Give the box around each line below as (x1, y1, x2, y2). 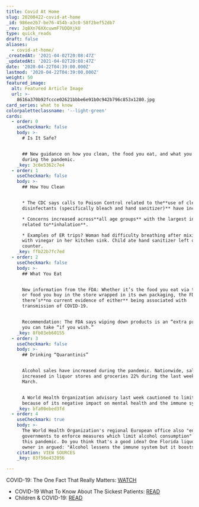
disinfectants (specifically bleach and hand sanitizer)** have (21, 205, 184, 211)
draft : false (6, 36, 38, 42)
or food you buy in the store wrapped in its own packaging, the (21, 292, 187, 298)
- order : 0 (11, 119, 38, 125)
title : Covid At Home (6, 8, 60, 15)
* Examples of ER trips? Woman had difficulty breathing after (21, 232, 182, 238)
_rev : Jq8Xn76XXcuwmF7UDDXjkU (6, 25, 81, 31)
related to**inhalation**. (21, 221, 89, 228)
